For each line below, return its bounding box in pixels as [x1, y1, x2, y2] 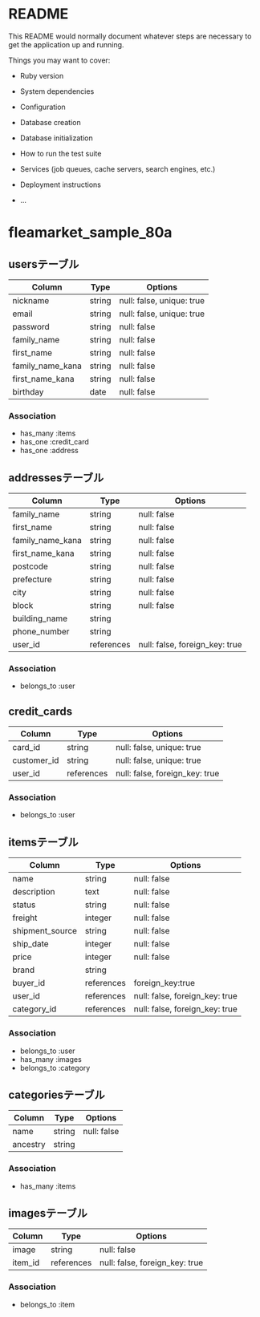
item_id [12, 1257, 40, 1268]
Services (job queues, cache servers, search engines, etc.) [19, 164, 216, 173]
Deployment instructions [19, 180, 102, 189]
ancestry [12, 1139, 46, 1150]
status [12, 899, 36, 910]
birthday [12, 386, 44, 397]
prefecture [12, 574, 52, 586]
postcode [12, 561, 48, 572]
